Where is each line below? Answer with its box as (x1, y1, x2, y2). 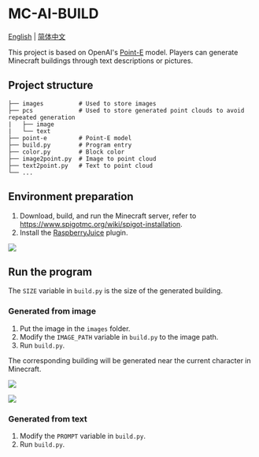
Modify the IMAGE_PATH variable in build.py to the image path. (19, 332, 219, 341)
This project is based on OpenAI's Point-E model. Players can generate (8, 47, 239, 57)
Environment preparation (8, 190, 134, 203)
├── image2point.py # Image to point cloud (8, 154, 157, 162)
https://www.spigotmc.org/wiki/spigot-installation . (19, 219, 183, 228)
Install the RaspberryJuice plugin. (19, 228, 128, 237)
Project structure (8, 79, 94, 92)
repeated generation (8, 113, 76, 121)
